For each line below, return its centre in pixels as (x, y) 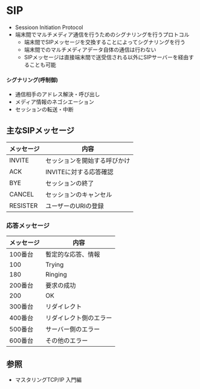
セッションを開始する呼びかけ (88, 160)
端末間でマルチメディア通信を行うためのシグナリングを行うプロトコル (102, 34)
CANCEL (22, 194)
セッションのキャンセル (79, 194)
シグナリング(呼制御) (32, 80)
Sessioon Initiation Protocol (49, 27)
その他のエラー (66, 341)
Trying (54, 265)
